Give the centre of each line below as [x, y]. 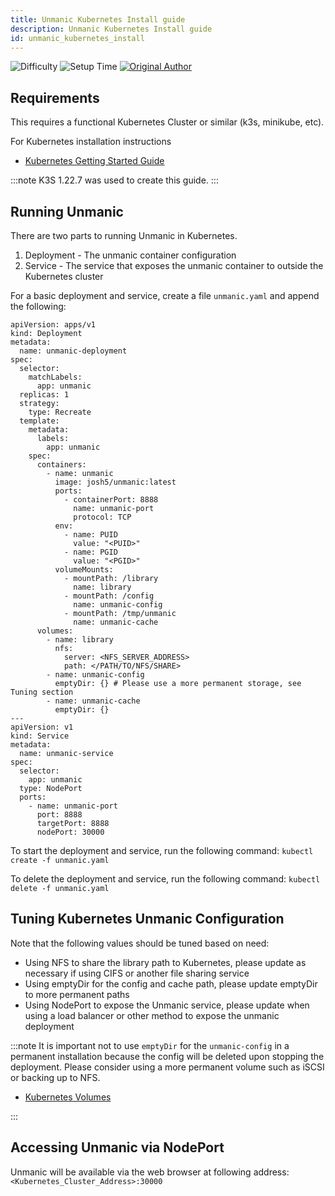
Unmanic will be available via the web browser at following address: [150, 1172]
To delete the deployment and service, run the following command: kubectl [165, 879]
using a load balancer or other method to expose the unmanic [152, 1015]
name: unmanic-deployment [73, 351]
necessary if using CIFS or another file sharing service [137, 973]
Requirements [55, 97]
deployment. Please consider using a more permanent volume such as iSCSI [167, 1067]
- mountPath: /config [109, 596]
